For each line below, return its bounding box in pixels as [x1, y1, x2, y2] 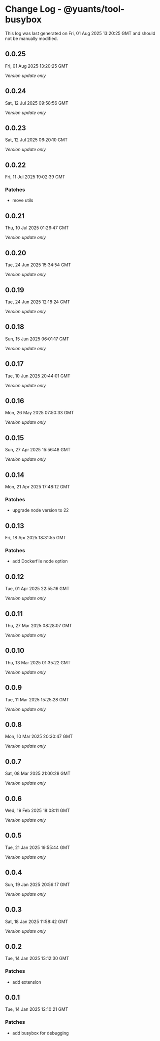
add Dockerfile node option [12, 558, 68, 564]
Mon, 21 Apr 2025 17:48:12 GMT [5, 483, 70, 489]
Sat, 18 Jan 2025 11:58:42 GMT [5, 919, 68, 924]
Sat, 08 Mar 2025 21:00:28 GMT [5, 770, 70, 776]
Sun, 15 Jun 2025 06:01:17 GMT [5, 336, 69, 342]
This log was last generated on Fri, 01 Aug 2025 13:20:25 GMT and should [5, 30, 156, 36]
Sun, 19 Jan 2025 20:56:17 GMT [5, 881, 70, 887]
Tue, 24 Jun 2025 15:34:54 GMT [5, 262, 71, 268]
